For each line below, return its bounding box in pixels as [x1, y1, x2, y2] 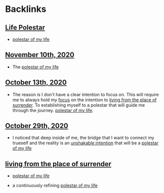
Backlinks [5, 3, 47, 15]
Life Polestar [5, 23, 45, 32]
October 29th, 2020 [5, 122, 69, 130]
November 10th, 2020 [5, 51, 75, 59]
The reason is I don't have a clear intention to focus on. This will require [12, 91, 159, 97]
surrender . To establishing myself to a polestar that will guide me [12, 102, 145, 108]
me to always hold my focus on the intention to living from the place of [12, 97, 157, 103]
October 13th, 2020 [5, 78, 67, 87]
